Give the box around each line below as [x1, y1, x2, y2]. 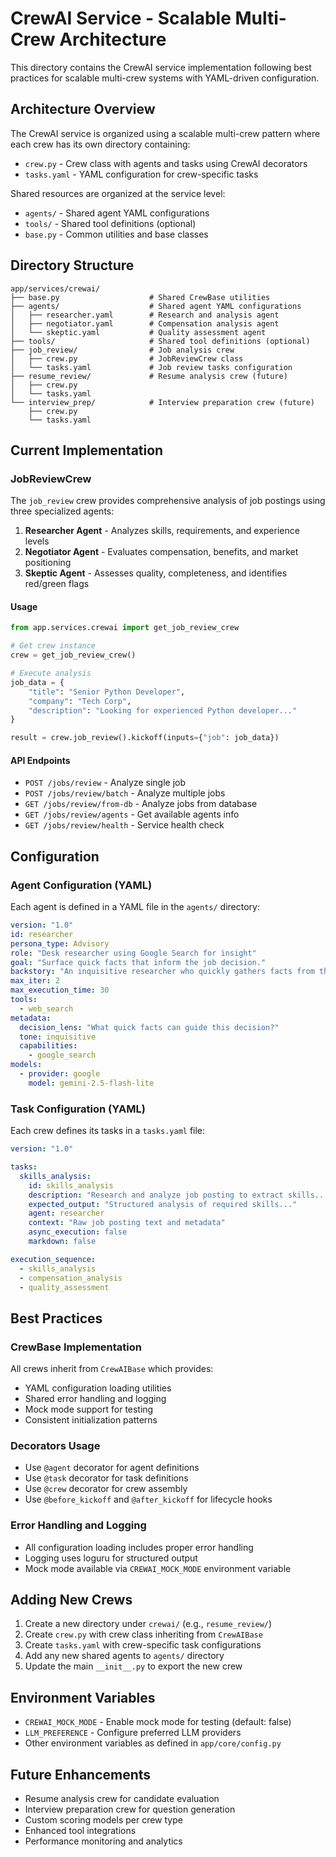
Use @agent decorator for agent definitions [24, 1462, 200, 1474]
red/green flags [24, 578, 90, 590]
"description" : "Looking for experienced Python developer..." [28, 705, 298, 716]
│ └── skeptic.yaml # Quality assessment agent [10, 327, 267, 337]
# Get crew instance [10, 641, 97, 651]
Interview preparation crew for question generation [24, 1803, 236, 1816]
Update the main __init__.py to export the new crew [24, 1660, 243, 1672]
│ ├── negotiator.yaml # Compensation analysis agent [10, 318, 280, 329]
